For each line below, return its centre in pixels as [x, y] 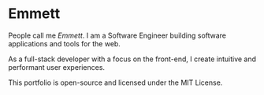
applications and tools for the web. [64, 43]
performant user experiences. [56, 67]
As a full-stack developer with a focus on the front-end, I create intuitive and [132, 59]
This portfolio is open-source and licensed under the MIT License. [115, 82]
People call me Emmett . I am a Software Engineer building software [117, 35]
